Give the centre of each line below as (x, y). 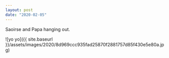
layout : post (19, 10)
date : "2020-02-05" (26, 15)
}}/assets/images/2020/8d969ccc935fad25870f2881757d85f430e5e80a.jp (85, 44)
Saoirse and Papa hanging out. (38, 29)
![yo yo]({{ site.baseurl (29, 39)
